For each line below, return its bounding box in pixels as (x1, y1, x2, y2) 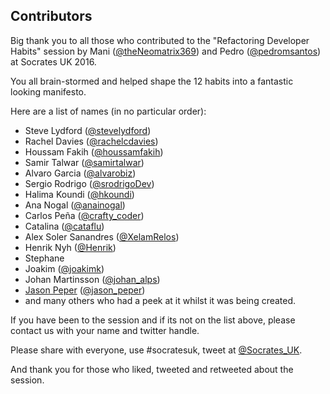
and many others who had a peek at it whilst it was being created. (24, 294, 297, 306)
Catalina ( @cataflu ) (24, 220, 105, 232)
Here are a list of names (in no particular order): (10, 105, 207, 117)
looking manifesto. (10, 85, 87, 98)
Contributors (10, 8, 93, 25)
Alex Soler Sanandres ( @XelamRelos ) (24, 230, 180, 243)
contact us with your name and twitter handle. (10, 324, 200, 336)
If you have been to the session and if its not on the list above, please (10, 314, 296, 326)
